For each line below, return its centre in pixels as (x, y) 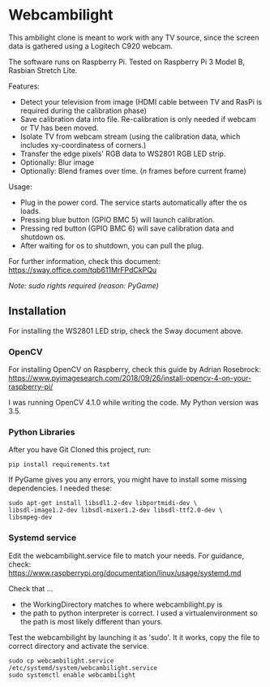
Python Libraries (42, 432)
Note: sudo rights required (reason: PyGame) (84, 285)
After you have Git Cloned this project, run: (80, 450)
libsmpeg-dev (30, 517)
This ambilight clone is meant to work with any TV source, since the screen (134, 37)
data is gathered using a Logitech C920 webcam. (90, 45)
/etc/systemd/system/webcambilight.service (83, 668)
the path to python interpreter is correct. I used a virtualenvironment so (139, 613)
